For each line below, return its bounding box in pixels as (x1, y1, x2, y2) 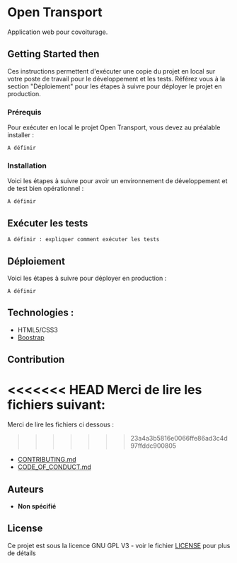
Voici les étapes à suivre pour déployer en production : (7, 274, 167, 282)
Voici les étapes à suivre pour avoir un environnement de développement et (7, 177, 228, 185)
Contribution (7, 354, 65, 366)
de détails (7, 549, 37, 557)
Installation (7, 161, 47, 170)
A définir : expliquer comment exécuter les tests (7, 236, 160, 243)
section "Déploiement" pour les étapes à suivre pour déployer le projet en (7, 82, 222, 91)
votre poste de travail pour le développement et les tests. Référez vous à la (7, 74, 226, 83)
